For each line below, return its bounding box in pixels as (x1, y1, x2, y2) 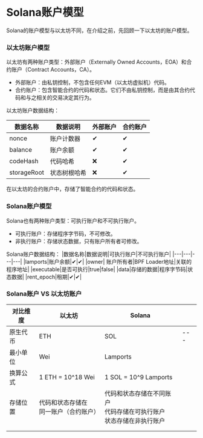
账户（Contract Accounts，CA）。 (11, 66, 95, 73)
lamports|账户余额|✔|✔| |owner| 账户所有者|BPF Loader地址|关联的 (25, 258, 192, 265)
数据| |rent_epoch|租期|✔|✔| (11, 273, 82, 280)
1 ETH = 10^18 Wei (39, 372, 95, 381)
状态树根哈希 (50, 169, 86, 177)
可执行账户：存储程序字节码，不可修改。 (14, 230, 116, 237)
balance (9, 146, 32, 154)
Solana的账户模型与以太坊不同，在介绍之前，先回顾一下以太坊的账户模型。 (6, 27, 193, 34)
